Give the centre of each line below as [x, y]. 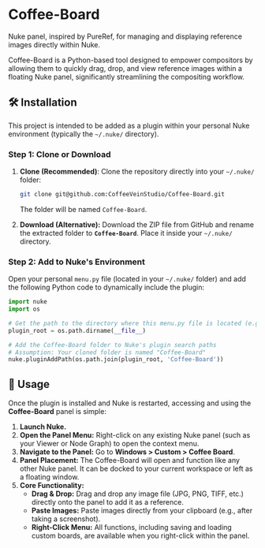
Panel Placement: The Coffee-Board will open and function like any [130, 460]
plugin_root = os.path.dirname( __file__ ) [77, 330]
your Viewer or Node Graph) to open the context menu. [109, 444]
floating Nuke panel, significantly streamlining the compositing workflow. [126, 76]
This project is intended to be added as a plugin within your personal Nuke [129, 125]
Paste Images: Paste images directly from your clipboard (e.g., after [142, 511]
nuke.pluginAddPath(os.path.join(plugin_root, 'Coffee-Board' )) [116, 360]
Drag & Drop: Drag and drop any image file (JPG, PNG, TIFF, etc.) [138, 494]
